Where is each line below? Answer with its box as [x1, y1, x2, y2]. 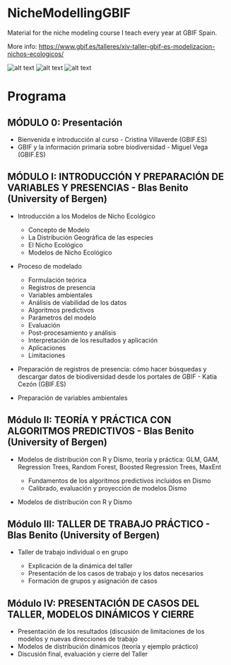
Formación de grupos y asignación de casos [28, 576, 158, 586]
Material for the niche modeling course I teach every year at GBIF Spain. [7, 28, 218, 37]
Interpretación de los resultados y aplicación [28, 335, 158, 345]
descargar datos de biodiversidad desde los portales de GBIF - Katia [17, 372, 218, 381]
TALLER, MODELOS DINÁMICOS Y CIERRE [7, 608, 194, 620]
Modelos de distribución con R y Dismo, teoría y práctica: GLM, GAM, [17, 455, 220, 464]
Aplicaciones [28, 343, 66, 352]
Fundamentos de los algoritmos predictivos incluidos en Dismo [28, 476, 211, 485]
